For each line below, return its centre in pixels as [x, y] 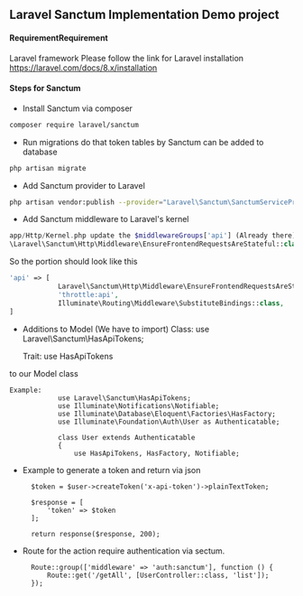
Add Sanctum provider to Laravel [84, 185]
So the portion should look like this [73, 262]
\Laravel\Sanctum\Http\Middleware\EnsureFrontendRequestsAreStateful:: [147, 244]
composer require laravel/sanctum [74, 125]
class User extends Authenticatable [126, 437]
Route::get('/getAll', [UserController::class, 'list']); [158, 575]
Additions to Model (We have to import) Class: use [116, 329]
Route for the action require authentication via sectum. [124, 551]
